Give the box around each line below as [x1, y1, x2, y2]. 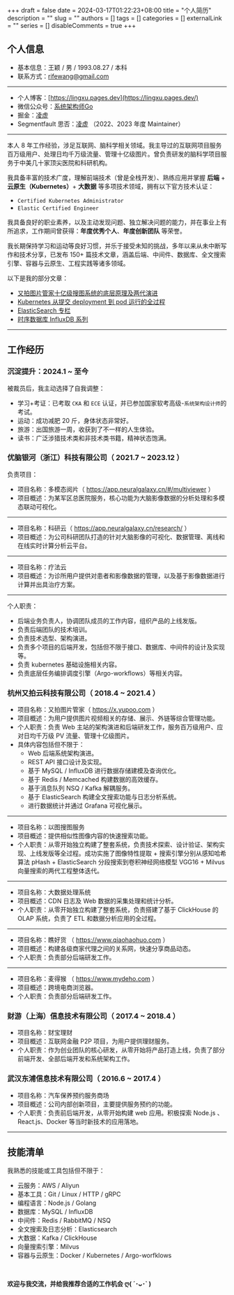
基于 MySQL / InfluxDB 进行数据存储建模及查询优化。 [27, 766, 180, 775]
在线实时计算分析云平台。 [17, 541, 91, 550]
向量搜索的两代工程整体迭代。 [17, 866, 103, 875]
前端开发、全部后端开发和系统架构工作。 [17, 1054, 134, 1063]
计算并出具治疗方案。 [17, 580, 79, 589]
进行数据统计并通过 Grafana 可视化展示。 [27, 801, 146, 810]
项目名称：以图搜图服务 [17, 823, 85, 831]
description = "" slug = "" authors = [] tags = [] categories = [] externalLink [7, 14, 222, 22]
